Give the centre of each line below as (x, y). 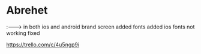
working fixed (23, 33)
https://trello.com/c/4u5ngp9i (43, 45)
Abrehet (27, 10)
